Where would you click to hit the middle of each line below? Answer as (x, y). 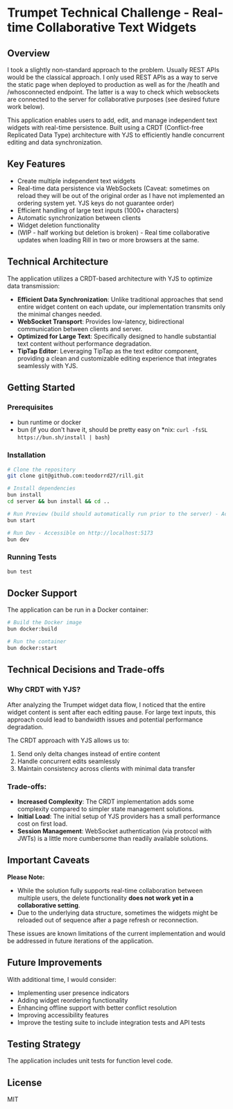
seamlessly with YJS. (48, 365)
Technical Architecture (58, 262)
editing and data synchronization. (55, 142)
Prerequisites (30, 407)
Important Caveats (49, 860)
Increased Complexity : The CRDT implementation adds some (105, 801)
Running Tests (32, 557)
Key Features (36, 164)
